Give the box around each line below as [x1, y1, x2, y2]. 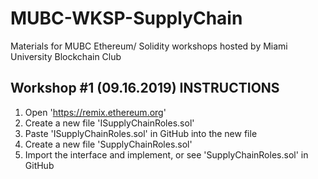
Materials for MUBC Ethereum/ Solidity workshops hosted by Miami [10, 40, 288, 52]
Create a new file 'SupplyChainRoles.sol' [24, 138, 193, 150]
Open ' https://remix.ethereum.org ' [24, 106, 167, 118]
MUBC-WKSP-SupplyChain [10, 7, 243, 30]
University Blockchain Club [10, 50, 122, 62]
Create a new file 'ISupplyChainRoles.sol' [24, 117, 195, 129]
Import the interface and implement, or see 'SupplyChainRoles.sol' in [24, 148, 309, 161]
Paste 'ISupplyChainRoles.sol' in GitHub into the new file [24, 127, 258, 139]
